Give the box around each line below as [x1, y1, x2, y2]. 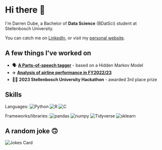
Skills [5, 91, 22, 99]
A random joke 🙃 [5, 127, 58, 135]
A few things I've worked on [5, 49, 91, 57]
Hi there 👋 [5, 4, 45, 16]
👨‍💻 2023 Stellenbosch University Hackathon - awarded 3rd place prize [12, 76, 158, 82]
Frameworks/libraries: [5, 113, 49, 118]
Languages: [5, 103, 29, 109]
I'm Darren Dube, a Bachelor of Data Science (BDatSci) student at [5, 20, 137, 26]
